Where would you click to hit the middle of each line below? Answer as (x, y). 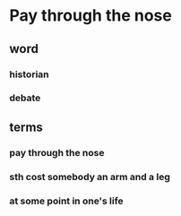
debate (25, 98)
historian (29, 74)
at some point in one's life (66, 201)
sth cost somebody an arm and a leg (90, 177)
